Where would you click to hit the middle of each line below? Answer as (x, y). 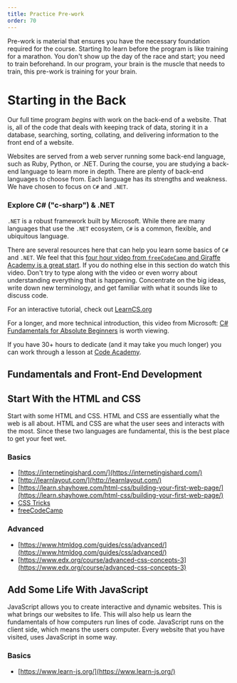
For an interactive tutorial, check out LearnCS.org (80, 309)
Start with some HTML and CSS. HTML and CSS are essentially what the (114, 415)
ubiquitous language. (38, 236)
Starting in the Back (67, 100)
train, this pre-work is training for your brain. (72, 71)
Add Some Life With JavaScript (78, 590)
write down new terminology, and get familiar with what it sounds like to (112, 288)
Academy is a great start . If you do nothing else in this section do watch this (118, 265)
